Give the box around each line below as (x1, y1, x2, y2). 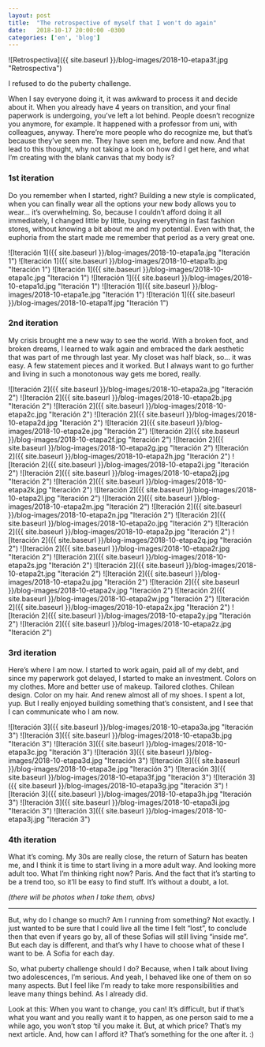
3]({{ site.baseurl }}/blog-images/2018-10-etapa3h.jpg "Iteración (40, 790, 252, 799)
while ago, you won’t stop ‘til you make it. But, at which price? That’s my (8, 1021, 242, 1030)
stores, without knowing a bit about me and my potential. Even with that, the (8, 224, 255, 234)
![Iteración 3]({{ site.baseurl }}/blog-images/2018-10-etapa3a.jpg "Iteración (8, 723, 254, 732)
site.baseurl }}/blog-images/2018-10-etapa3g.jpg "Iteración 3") (18, 781, 225, 791)
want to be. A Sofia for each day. (8, 948, 115, 959)
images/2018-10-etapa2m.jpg (8, 502, 105, 511)
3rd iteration (8, 647, 57, 658)
